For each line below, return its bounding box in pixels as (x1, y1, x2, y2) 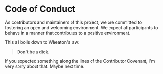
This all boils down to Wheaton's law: (5, 39, 80, 45)
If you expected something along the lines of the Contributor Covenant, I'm (5, 58, 155, 64)
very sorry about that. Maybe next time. (5, 63, 85, 69)
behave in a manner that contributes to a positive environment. (5, 30, 131, 36)
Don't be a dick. (17, 49, 50, 55)
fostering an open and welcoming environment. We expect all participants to (5, 24, 158, 30)
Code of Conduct (5, 3, 75, 15)
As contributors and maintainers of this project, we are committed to (5, 19, 142, 25)
